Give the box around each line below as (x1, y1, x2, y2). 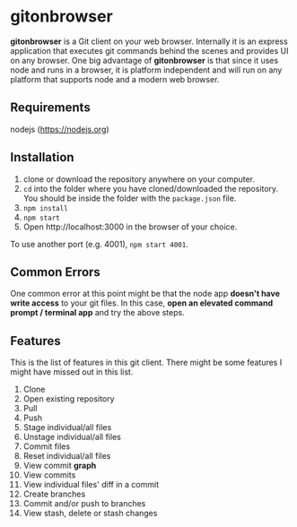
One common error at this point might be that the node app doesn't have (10, 289, 281, 299)
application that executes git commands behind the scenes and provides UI (10, 45, 289, 56)
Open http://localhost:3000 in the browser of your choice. (22, 221, 238, 232)
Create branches (22, 488, 86, 499)
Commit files (22, 441, 71, 452)
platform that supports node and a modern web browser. (10, 73, 220, 84)
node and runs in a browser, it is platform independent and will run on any (10, 65, 283, 75)
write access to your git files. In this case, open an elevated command (10, 298, 274, 308)
